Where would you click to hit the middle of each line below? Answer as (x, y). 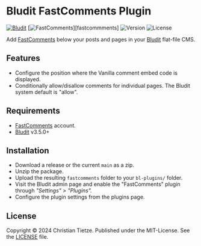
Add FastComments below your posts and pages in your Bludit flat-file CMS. (101, 39)
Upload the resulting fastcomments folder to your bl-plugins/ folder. (99, 178)
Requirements (33, 111)
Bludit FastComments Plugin (79, 11)
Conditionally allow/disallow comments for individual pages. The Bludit (103, 85)
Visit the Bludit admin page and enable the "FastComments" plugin (97, 184)
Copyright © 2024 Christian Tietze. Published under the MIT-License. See (98, 230)
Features (23, 58)
